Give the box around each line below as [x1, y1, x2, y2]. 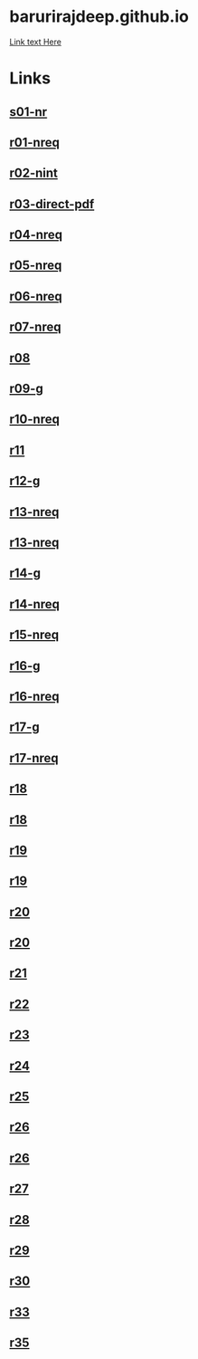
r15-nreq [9, 627, 60, 643]
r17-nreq [9, 750, 59, 766]
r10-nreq [9, 412, 61, 427]
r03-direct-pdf [9, 196, 95, 212]
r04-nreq [9, 227, 63, 243]
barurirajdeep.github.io [9, 6, 190, 27]
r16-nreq [9, 688, 60, 703]
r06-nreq [9, 288, 63, 304]
